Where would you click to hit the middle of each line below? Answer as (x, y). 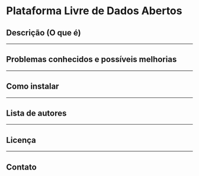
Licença (21, 140)
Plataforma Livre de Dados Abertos (94, 11)
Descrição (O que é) (44, 33)
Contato (21, 167)
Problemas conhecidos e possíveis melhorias (92, 59)
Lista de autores (36, 113)
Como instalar (33, 87)
